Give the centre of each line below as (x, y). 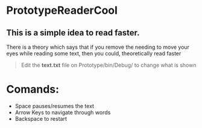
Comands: (33, 89)
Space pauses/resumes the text (55, 106)
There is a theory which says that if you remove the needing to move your (98, 47)
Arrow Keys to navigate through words (63, 112)
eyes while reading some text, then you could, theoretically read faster (94, 53)
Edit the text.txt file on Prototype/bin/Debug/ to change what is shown (109, 65)
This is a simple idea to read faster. (73, 33)
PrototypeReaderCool (62, 11)
